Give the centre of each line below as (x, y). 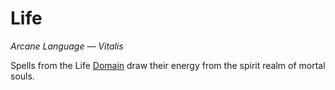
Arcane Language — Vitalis (67, 46)
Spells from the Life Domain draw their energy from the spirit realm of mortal (168, 65)
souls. (22, 76)
